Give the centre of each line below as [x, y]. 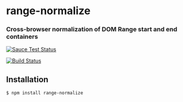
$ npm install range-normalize [45, 93]
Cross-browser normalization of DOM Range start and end [92, 29]
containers [22, 37]
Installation [27, 79]
